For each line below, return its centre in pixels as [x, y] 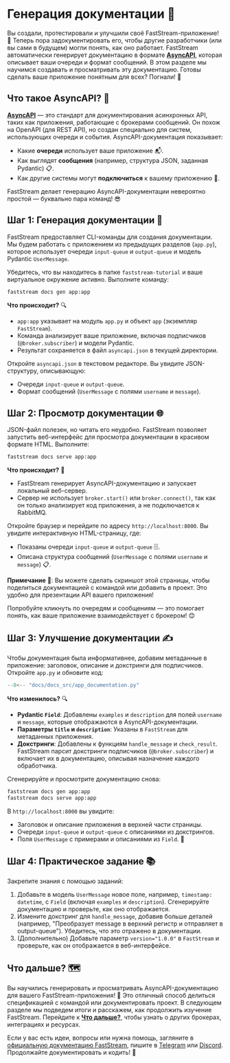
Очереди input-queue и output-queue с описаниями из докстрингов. [116, 832]
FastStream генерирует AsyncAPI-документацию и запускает [107, 483]
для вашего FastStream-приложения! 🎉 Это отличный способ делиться [111, 996]
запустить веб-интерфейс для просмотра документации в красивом [108, 437]
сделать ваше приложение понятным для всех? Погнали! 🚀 [94, 77]
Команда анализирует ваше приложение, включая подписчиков [112, 336]
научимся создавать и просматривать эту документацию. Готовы [104, 69]
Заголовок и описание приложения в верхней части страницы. [110, 824]
